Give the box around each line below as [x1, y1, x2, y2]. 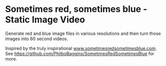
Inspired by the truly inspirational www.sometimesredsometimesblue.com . [5, 45, 157, 51]
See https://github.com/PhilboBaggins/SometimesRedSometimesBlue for [5, 51, 155, 57]
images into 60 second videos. [5, 36, 69, 42]
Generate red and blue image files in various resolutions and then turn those [5, 30, 161, 36]
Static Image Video [5, 14, 85, 25]
